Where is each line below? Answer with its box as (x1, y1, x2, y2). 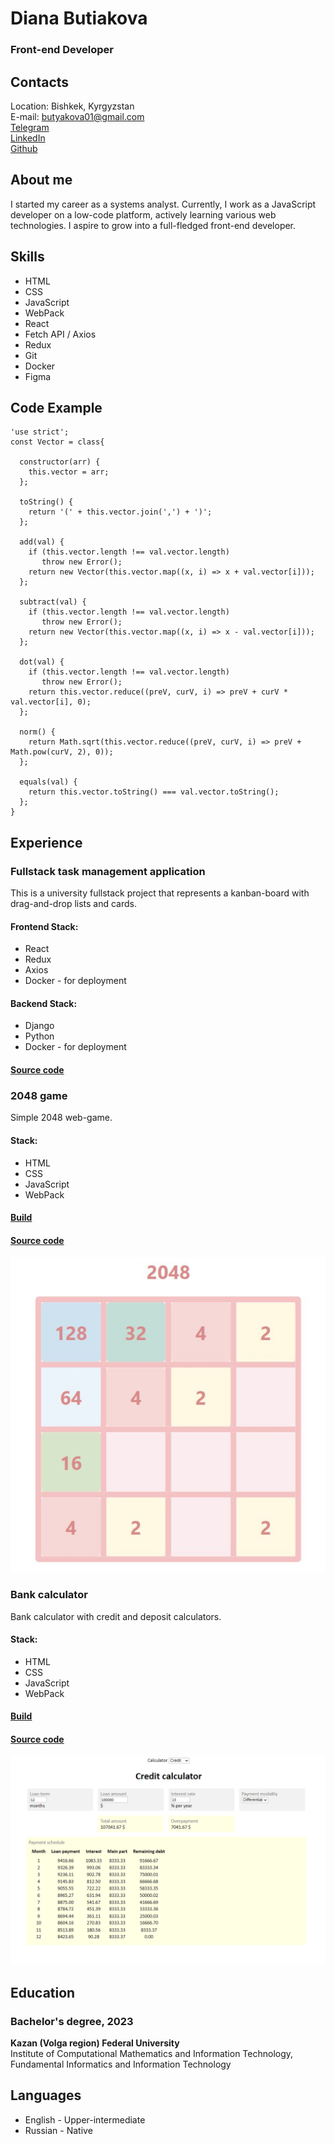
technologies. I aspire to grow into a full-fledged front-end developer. (10, 219, 297, 231)
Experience (10, 834, 83, 851)
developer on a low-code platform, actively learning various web (10, 208, 277, 221)
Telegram (10, 121, 50, 133)
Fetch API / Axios (24, 328, 97, 340)
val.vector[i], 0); (10, 697, 92, 707)
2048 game (10, 1088, 68, 1102)
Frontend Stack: (10, 920, 79, 932)
